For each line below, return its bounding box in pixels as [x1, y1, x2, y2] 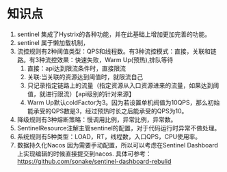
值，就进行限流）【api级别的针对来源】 [27, 89, 135, 98]
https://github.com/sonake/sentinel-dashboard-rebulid [16, 157, 172, 165]
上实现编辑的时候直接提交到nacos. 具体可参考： [16, 149, 152, 158]
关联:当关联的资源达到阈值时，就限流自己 [27, 72, 144, 81]
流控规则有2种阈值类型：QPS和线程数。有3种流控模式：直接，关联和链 [16, 47, 217, 55]
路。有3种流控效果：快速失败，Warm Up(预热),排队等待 [16, 55, 174, 63]
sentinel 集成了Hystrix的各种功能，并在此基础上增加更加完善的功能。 [16, 30, 211, 38]
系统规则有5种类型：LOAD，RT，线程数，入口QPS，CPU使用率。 [16, 132, 202, 141]
